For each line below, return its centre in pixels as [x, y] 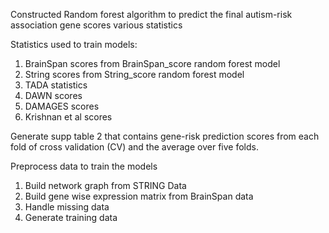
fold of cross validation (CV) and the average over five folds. [134, 147]
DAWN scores [53, 95]
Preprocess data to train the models [84, 166]
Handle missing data [67, 207]
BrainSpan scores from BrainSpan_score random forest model [152, 63]
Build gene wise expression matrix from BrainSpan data [139, 196]
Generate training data [71, 217]
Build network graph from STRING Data [105, 185]
